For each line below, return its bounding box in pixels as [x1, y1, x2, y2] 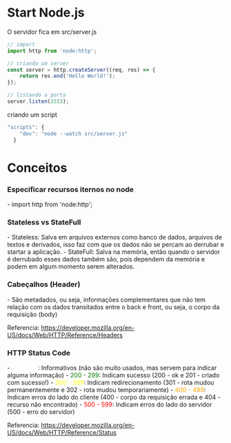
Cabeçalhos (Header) [7, 279, 81, 289]
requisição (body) [7, 310, 58, 318]
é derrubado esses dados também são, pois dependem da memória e [7, 255, 205, 264]
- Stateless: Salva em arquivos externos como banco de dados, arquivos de [7, 233, 223, 242]
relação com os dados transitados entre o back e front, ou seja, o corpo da [7, 302, 220, 311]
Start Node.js [7, 5, 85, 21]
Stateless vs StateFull [7, 217, 81, 227]
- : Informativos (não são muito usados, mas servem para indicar [7, 364, 217, 372]
